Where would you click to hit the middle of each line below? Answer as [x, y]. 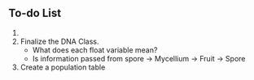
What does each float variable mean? [95, 50]
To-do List [35, 13]
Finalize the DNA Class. [59, 41]
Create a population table [63, 67]
